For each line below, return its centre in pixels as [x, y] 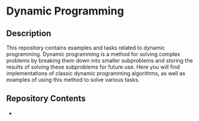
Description [29, 33]
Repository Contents [46, 98]
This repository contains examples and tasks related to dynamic [86, 48]
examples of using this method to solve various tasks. [73, 80]
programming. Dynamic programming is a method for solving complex [93, 54]
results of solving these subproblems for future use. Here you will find [93, 67]
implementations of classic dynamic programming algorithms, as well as [96, 73]
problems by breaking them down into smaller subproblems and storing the [99, 60]
